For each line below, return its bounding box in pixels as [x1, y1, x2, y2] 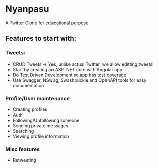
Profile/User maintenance [5, 95, 70, 102]
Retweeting [12, 157, 36, 163]
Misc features [5, 146, 40, 153]
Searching [12, 128, 34, 134]
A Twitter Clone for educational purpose [5, 20, 89, 26]
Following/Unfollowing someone [12, 117, 80, 123]
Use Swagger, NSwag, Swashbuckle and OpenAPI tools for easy [12, 77, 147, 83]
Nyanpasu [5, 3, 49, 15]
